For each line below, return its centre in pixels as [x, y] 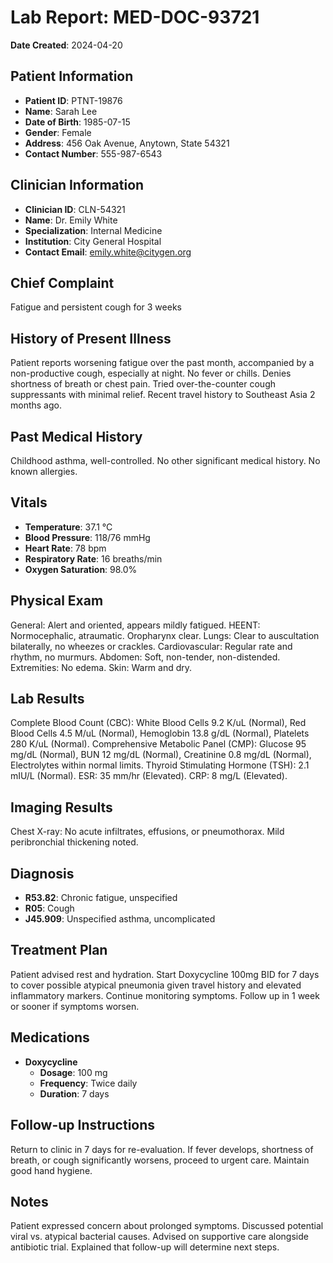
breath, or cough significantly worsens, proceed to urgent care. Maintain [160, 1160]
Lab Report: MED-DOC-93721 [135, 17]
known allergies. [44, 471]
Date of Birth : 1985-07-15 [77, 122]
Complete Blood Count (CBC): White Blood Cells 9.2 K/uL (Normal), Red [158, 723]
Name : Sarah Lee [61, 111]
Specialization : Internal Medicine [93, 230]
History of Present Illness [91, 338]
